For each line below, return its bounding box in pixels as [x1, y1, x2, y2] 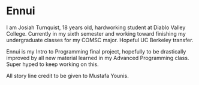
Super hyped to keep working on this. [6, 61, 99, 68]
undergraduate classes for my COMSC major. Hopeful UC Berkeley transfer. [6, 36, 194, 43]
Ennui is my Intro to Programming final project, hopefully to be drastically [6, 48, 186, 55]
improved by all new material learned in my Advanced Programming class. [6, 54, 189, 61]
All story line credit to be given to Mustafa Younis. [6, 72, 129, 79]
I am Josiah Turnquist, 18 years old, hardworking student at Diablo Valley [6, 24, 186, 31]
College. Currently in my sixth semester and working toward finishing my [6, 30, 186, 37]
